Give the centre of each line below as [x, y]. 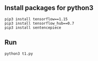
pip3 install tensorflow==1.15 [36, 19]
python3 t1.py [19, 53]
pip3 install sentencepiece [33, 28]
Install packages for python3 [49, 8]
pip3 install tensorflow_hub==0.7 [40, 23]
